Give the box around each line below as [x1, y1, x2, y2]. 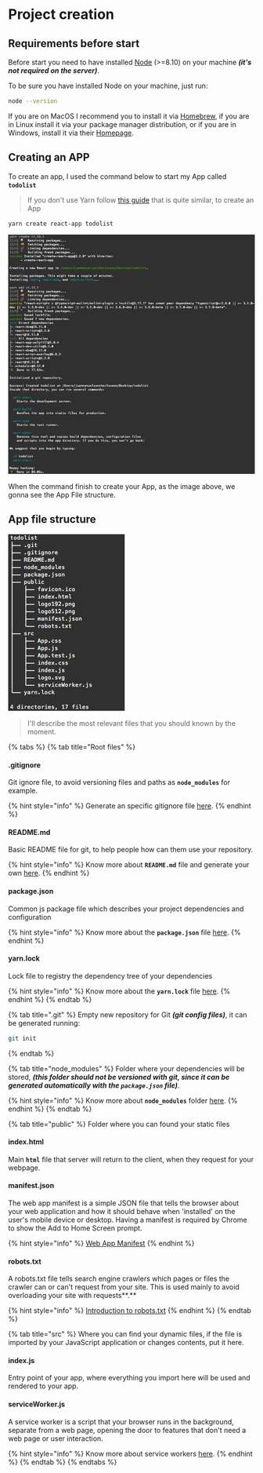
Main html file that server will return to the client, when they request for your [8, 1154, 254, 1164]
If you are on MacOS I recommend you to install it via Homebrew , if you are [8, 111, 250, 121]
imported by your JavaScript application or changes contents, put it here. [8, 1338, 244, 1347]
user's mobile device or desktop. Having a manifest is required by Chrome [8, 1215, 248, 1224]
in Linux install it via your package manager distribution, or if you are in [8, 119, 236, 129]
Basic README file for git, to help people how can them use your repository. [8, 845, 254, 855]
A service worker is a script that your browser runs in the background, [8, 1416, 235, 1426]
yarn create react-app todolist [8, 220, 113, 228]
